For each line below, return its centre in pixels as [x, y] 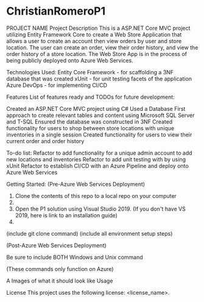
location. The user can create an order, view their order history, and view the [102, 47]
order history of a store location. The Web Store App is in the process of [97, 54]
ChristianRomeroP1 [56, 11]
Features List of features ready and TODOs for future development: [90, 97]
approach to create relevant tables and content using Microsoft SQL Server [100, 115]
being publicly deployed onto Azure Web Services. [70, 60]
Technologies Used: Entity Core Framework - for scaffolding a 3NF [90, 72]
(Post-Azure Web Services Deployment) [56, 245]
